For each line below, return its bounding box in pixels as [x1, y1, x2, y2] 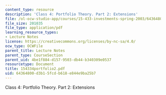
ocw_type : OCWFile [5, 44, 43, 48]
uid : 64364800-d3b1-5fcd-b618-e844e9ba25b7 [5, 71, 96, 76]
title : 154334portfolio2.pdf [5, 67, 65, 71]
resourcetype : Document [5, 62, 54, 67]
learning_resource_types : [5, 30, 58, 35]
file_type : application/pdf [5, 25, 63, 30]
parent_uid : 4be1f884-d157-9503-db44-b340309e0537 [5, 57, 112, 62]
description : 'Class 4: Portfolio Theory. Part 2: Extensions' [5, 12, 138, 17]
